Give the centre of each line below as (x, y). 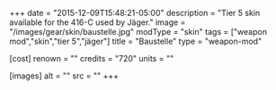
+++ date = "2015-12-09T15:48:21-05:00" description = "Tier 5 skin (135, 13)
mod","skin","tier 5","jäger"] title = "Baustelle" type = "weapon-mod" (136, 41)
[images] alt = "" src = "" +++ (64, 76)
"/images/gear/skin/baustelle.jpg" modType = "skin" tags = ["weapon (138, 32)
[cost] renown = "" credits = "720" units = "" (92, 58)
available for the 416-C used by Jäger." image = (98, 22)
